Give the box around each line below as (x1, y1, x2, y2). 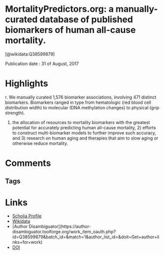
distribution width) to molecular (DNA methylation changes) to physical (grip (5, 104, 160, 110)
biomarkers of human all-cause (5, 25, 136, 35)
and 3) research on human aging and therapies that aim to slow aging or (12, 135, 159, 141)
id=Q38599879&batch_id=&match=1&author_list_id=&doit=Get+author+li (12, 234, 160, 240)
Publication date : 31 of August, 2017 (5, 61, 79, 66)
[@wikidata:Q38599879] (5, 51, 55, 57)
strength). (5, 110, 26, 116)
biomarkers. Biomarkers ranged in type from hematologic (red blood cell (5, 99, 151, 105)
